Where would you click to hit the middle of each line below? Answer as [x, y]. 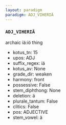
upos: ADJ [24, 58]
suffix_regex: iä [29, 63]
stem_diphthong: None [37, 90]
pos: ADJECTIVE [30, 112]
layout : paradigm [24, 10]
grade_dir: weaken [32, 74]
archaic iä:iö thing [24, 42]
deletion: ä [24, 95]
